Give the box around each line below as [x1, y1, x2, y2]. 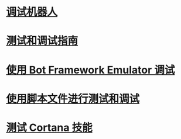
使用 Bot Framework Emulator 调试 [6, 63, 175, 77]
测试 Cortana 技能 [6, 121, 93, 134]
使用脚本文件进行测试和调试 [6, 92, 140, 105]
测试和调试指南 [6, 34, 78, 47]
